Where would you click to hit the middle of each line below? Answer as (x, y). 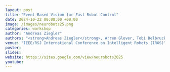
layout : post (19, 10)
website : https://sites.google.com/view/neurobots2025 (64, 57)
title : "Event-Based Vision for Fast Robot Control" (62, 15)
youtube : (14, 62)
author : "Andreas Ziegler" (34, 33)
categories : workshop (28, 29)
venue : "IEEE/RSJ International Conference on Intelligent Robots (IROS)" (86, 43)
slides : (13, 52)
